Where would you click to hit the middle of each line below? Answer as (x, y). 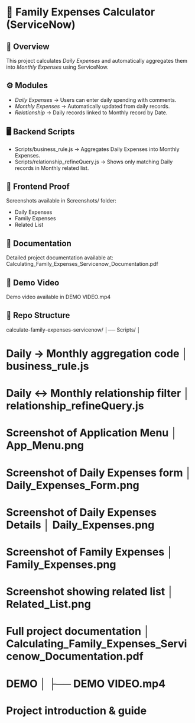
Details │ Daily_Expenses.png (80, 525)
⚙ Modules (27, 86)
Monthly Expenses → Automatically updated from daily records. (92, 106)
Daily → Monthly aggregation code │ (97, 354)
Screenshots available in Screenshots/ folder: (61, 201)
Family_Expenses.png (61, 564)
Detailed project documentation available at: (60, 258)
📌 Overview (28, 46)
